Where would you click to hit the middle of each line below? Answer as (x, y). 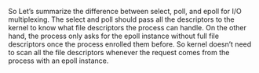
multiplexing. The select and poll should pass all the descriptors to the (121, 19)
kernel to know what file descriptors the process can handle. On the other (128, 28)
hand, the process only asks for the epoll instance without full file (114, 36)
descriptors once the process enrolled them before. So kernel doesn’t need (130, 44)
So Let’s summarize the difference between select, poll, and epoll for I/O (125, 11)
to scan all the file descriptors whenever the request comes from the (119, 52)
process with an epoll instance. (58, 61)
